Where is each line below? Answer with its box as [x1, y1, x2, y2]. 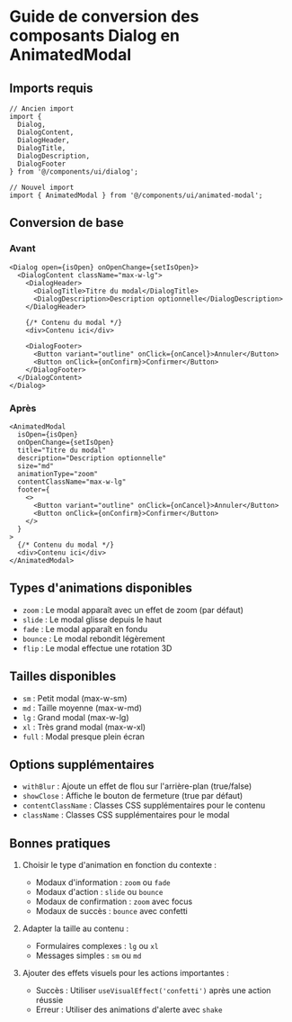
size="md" [17, 461, 54, 470]
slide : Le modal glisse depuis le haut [22, 614, 162, 625]
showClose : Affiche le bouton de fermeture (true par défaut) [22, 791, 243, 801]
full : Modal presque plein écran [22, 731, 146, 742]
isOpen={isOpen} [17, 430, 78, 439]
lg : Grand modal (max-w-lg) [22, 711, 129, 722]
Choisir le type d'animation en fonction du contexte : [22, 860, 217, 871]
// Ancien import [9, 104, 75, 113]
